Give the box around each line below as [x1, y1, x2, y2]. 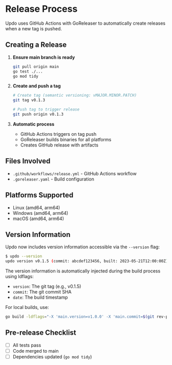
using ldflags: [5, 273, 34, 280]
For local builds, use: [5, 304, 49, 311]
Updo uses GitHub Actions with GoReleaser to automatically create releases [5, 20, 165, 26]
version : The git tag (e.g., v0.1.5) [12, 283, 81, 289]
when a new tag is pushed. [5, 25, 62, 31]
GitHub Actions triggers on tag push [20, 131, 97, 137]
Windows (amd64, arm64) [12, 210, 69, 216]
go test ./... [12, 69, 43, 74]
